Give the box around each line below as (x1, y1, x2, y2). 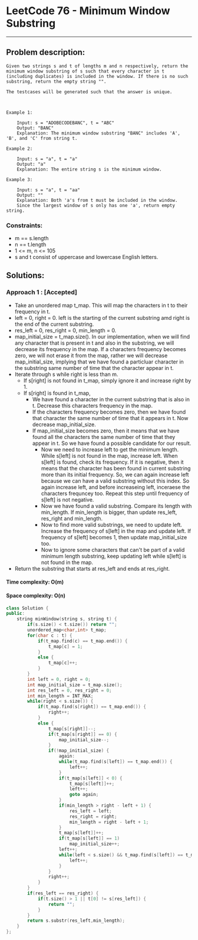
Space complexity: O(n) (6, 592, 66, 599)
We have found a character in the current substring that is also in (32, 395, 190, 402)
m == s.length (14, 235, 49, 242)
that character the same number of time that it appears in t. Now (32, 414, 189, 421)
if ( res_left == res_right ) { (27, 890, 99, 896)
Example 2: (6, 146, 33, 152)
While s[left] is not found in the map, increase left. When (41, 452, 178, 459)
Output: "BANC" (16, 125, 54, 131)
